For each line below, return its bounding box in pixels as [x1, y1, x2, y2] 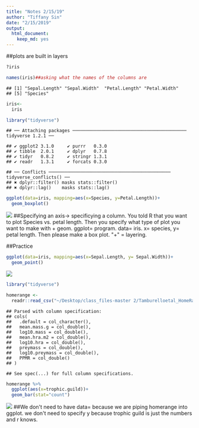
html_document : [11, 31, 49, 37]
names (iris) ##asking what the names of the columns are [6, 75, 147, 81]
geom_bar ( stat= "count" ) [11, 392, 70, 398]
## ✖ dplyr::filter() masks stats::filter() [6, 180, 118, 186]
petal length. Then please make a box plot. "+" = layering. [6, 231, 147, 238]
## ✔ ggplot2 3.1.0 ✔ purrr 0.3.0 [6, 143, 108, 149]
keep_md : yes [17, 36, 49, 42]
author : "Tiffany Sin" [6, 14, 62, 20]
